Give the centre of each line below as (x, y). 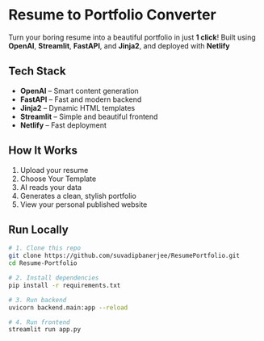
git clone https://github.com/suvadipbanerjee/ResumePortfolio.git (124, 256)
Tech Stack (37, 72)
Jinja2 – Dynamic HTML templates (78, 107)
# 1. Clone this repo (45, 248)
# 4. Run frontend (39, 322)
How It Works (43, 151)
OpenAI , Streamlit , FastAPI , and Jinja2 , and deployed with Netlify (119, 45)
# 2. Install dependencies (54, 278)
